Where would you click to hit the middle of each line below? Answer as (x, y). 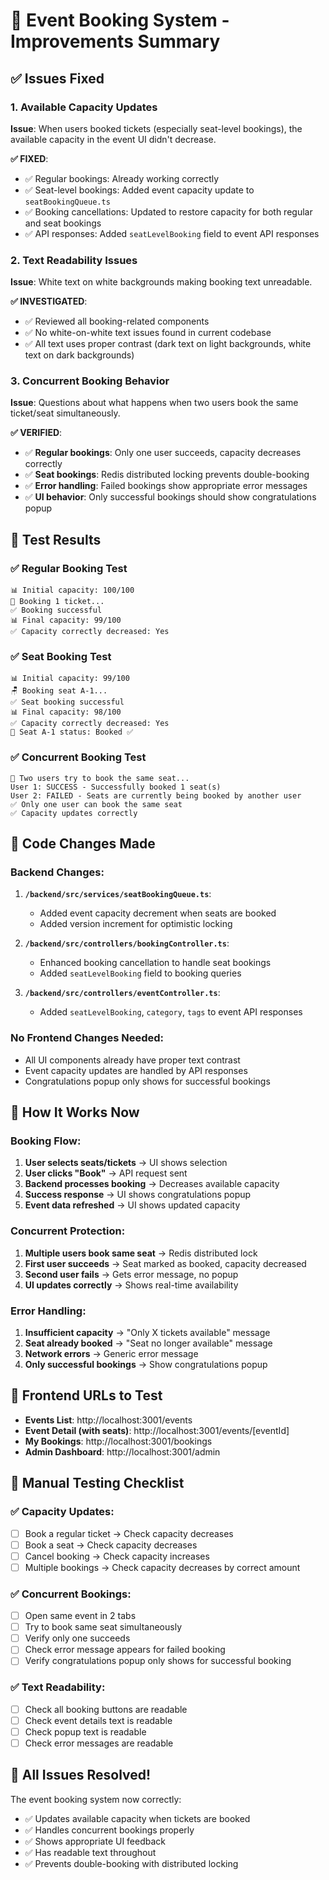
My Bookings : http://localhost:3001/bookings (118, 1441)
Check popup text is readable (85, 1731)
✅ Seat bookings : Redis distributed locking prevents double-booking (167, 475)
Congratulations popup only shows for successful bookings (147, 1081)
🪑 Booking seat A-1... (59, 691)
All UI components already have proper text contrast (132, 1060)
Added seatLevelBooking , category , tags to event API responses (171, 1012)
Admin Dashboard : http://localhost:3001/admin (122, 1451)
